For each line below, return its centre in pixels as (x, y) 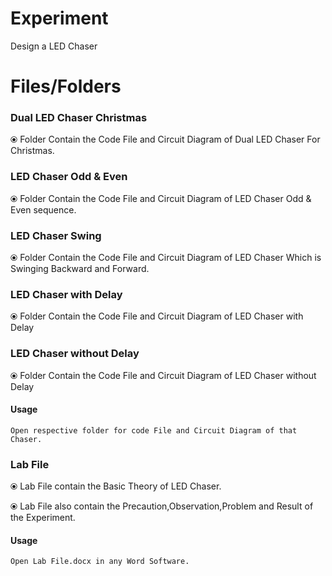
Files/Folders (66, 86)
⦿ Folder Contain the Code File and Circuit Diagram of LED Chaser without (163, 375)
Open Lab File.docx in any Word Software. (100, 562)
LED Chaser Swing (56, 235)
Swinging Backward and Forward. (80, 269)
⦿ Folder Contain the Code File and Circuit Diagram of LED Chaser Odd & (161, 198)
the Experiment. (43, 518)
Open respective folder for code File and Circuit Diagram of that (154, 430)
